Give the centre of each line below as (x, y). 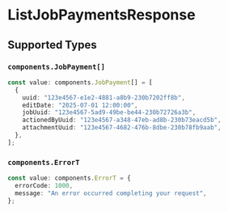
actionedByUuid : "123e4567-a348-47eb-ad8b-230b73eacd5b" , (122, 120)
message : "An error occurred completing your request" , (111, 193)
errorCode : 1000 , (44, 185)
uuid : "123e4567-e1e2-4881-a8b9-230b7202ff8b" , (103, 98)
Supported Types (53, 45)
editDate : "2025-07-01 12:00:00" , (80, 105)
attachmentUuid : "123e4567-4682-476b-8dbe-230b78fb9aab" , (122, 128)
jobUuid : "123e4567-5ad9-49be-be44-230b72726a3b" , (109, 112)
